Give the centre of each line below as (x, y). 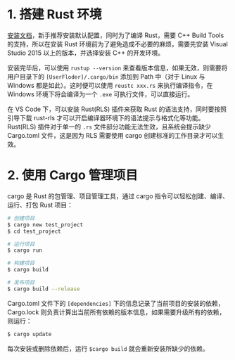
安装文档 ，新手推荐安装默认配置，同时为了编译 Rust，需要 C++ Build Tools (116, 35)
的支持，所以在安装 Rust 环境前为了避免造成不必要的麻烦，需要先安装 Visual (118, 44)
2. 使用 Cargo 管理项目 (73, 175)
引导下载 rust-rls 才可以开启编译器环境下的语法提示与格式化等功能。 (106, 117)
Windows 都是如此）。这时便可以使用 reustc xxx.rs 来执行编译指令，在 (110, 85)
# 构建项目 (21, 263)
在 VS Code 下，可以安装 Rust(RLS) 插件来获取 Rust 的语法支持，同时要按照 (117, 109)
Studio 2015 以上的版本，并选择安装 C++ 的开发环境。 (86, 53)
